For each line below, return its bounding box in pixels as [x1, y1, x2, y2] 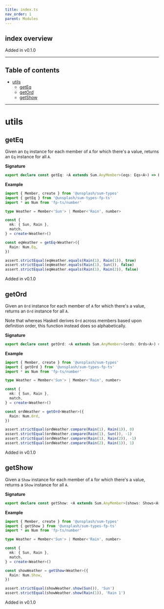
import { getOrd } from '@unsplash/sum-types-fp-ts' [5, 364, 115, 369]
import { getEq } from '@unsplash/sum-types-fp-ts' [5, 195, 112, 200]
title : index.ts [5, 7, 38, 12]
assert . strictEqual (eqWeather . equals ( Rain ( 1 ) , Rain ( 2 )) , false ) [5, 267, 139, 272]
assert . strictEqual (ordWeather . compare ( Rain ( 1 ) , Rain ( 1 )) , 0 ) [5, 427, 134, 432]
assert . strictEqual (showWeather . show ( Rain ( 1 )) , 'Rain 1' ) [5, 590, 125, 596]
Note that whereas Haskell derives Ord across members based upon [5, 317, 142, 323]
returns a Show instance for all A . [5, 482, 69, 487]
